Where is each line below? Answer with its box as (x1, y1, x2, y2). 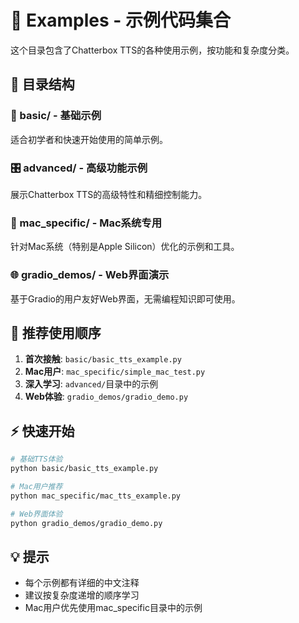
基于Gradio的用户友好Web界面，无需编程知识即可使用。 (10, 292, 241, 305)
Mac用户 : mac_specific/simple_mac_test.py (24, 366, 206, 378)
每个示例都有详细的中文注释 (24, 577, 140, 589)
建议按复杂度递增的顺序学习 (24, 589, 140, 601)
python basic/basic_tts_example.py (10, 464, 159, 474)
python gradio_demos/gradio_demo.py (10, 518, 163, 528)
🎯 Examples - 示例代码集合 (10, 9, 231, 32)
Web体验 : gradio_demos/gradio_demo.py (24, 391, 189, 403)
